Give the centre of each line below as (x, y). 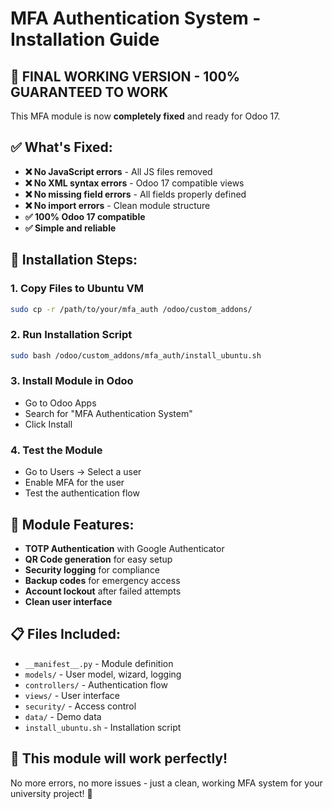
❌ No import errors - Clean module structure (117, 205)
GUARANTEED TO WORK (89, 92)
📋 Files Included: (66, 634)
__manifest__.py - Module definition (99, 663)
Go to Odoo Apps (60, 403)
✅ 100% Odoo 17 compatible (85, 216)
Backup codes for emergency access (102, 580)
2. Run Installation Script (71, 335)
